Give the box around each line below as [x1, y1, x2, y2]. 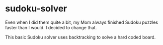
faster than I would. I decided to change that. [5, 24, 97, 30]
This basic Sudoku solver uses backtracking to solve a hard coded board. [5, 34, 156, 40]
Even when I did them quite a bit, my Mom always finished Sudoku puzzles [5, 19, 158, 25]
